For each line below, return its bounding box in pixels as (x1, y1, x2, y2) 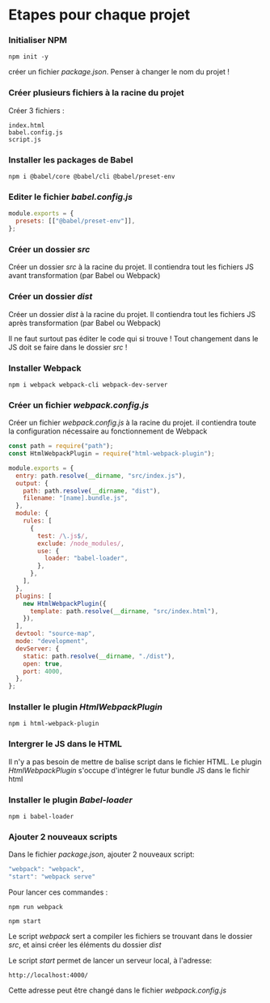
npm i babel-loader (8, 813, 74, 821)
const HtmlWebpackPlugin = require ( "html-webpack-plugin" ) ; (8, 450, 216, 458)
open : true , (23, 659, 63, 668)
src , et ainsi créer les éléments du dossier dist (8, 940, 162, 950)
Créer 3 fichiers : (8, 105, 65, 115)
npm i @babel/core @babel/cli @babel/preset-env (8, 172, 175, 181)
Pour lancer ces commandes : (8, 887, 108, 897)
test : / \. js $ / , (37, 531, 89, 540)
